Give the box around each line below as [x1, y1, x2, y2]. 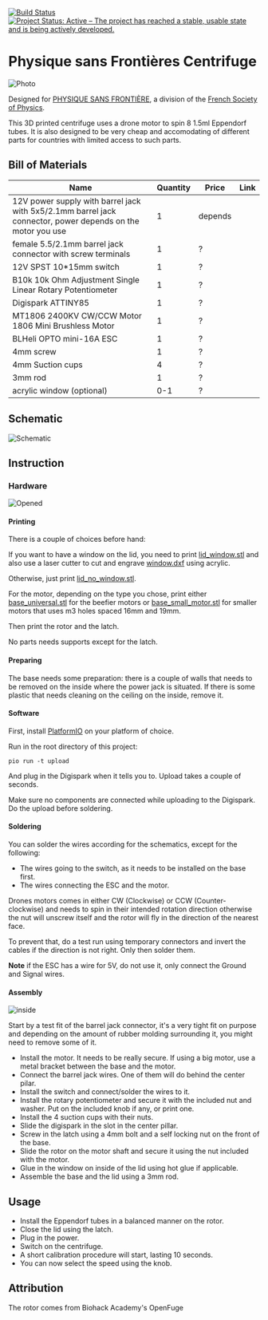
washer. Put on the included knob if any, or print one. [19, 1104, 195, 1113]
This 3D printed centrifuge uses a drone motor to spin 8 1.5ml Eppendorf [8, 118, 247, 128]
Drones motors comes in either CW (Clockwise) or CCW [8, 896, 193, 906]
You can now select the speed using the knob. [19, 1259, 172, 1268]
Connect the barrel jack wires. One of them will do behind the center [19, 1070, 246, 1080]
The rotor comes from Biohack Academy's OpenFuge [8, 1302, 183, 1312]
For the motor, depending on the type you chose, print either [8, 589, 207, 599]
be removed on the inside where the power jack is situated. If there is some [8, 682, 255, 691]
